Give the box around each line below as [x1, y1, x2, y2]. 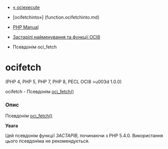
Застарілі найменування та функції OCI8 [12, 34, 100, 40]
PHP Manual [12, 24, 39, 30]
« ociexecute [12, 5, 40, 10]
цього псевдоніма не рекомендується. [5, 138, 90, 144]
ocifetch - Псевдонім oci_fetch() [5, 88, 74, 94]
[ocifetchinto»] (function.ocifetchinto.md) [12, 14, 100, 20]
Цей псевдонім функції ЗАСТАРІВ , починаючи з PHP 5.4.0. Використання [5, 133, 163, 139]
